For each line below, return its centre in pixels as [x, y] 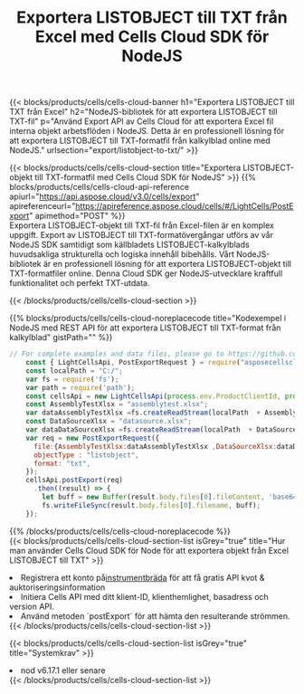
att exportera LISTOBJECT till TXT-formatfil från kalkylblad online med [140, 141]
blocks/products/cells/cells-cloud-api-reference [100, 187]
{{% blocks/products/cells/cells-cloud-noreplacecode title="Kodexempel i [148, 318]
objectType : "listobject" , [86, 455]
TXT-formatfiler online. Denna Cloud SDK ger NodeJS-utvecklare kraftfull [146, 273]
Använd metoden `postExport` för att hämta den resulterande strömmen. [156, 616]
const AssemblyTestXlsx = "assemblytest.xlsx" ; [117, 404]
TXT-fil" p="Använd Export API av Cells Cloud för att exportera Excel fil [142, 121]
